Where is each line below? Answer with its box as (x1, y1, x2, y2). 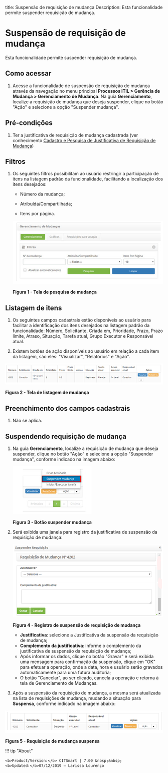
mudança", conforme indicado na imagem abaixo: (12, 456, 115, 463)
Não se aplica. (12, 418, 43, 424)
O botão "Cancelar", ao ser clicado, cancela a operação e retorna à (20, 675, 159, 681)
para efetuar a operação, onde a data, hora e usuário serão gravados (20, 664, 163, 670)
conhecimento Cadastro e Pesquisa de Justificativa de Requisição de (12, 137, 156, 143)
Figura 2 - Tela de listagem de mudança (5, 390, 89, 396)
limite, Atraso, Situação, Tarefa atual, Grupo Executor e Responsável (12, 333, 153, 339)
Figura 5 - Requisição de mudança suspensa (5, 738, 100, 744)
